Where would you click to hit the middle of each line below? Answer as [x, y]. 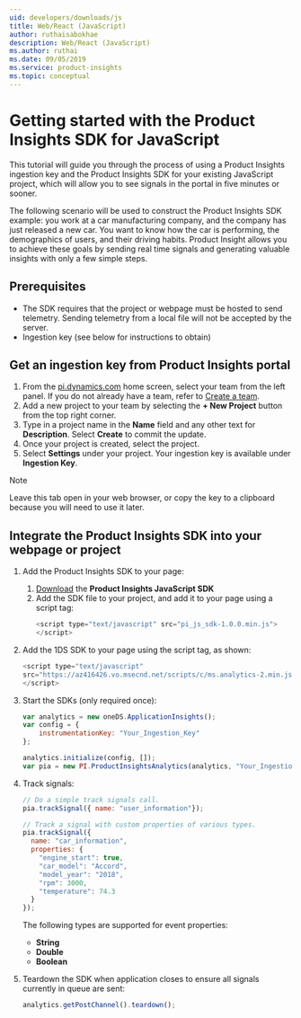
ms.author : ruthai [44, 51]
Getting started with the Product [133, 120]
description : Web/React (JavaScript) [80, 43]
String [48, 943]
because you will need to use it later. [77, 508]
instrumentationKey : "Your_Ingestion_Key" [120, 733]
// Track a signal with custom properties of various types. [139, 824]
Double [49, 952]
